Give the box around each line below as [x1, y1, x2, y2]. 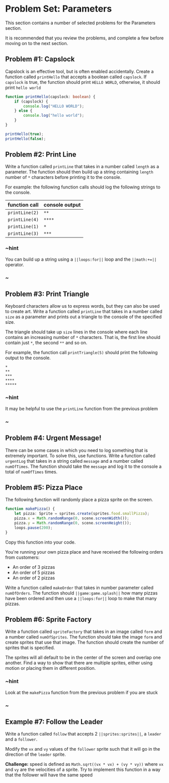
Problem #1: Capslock [5, 55, 75, 64]
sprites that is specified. [5, 645, 55, 651]
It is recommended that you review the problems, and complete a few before [5, 35, 164, 41]
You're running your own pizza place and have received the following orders [5, 549, 163, 555]
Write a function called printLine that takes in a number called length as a [5, 164, 159, 170]
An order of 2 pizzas [12, 574, 55, 581]
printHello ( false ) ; [5, 136, 46, 141]
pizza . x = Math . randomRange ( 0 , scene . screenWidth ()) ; [14, 516, 129, 521]
